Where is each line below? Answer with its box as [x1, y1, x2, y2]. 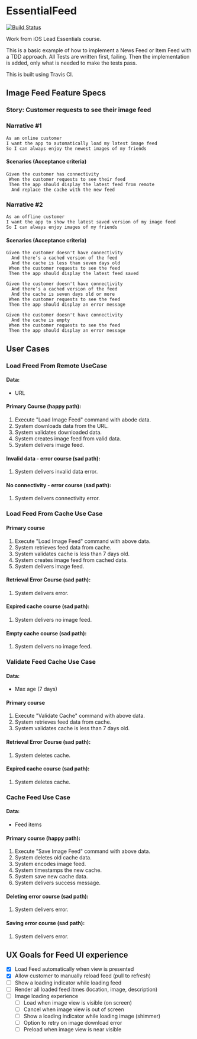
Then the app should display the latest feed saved [8, 271, 139, 277]
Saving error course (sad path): [6, 919, 85, 926]
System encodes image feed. [14, 861, 86, 868]
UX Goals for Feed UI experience [6, 950, 128, 960]
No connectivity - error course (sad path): [6, 481, 111, 488]
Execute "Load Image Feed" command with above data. [14, 538, 151, 545]
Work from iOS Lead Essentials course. [6, 35, 102, 42]
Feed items [14, 821, 42, 828]
